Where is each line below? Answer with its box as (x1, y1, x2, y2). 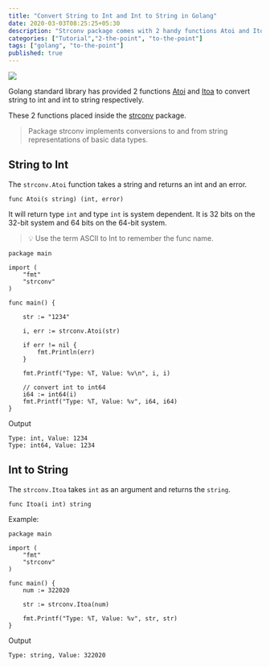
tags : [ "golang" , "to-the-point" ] (8, 42, 125, 50)
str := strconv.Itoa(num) (22, 600, 110, 608)
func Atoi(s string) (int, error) (8, 195, 125, 203)
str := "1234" (22, 313, 70, 321)
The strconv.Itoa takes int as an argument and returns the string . (8, 484, 231, 494)
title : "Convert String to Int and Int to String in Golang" (8, 11, 218, 20)
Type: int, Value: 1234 (8, 434, 88, 442)
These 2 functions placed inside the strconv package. (8, 110, 186, 120)
